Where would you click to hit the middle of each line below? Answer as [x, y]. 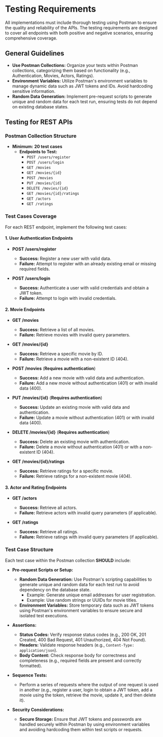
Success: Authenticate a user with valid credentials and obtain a [84, 288]
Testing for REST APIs [39, 122]
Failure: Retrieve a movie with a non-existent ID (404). [74, 359]
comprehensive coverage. [31, 38]
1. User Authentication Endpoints [39, 238]
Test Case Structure [29, 549]
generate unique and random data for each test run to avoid [79, 584]
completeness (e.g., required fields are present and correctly [80, 660]
